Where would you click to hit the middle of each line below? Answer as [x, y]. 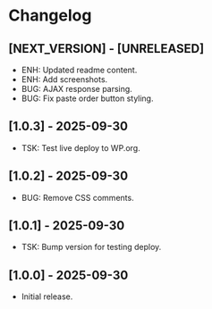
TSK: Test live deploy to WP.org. [81, 147]
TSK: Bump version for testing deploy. [91, 247]
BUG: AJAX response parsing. [77, 89]
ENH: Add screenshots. [64, 79]
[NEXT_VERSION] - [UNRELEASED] [106, 49]
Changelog [50, 16]
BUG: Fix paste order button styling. [87, 98]
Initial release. [47, 296]
